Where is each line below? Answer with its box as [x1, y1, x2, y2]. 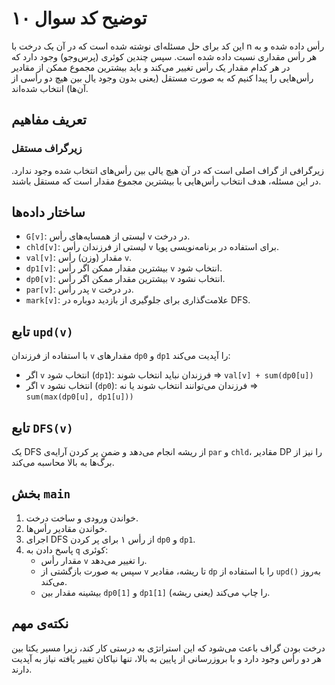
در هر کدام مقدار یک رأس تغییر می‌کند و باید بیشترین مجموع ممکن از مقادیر [11, 61, 291, 73]
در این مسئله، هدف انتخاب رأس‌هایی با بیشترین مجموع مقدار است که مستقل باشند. [11, 175, 322, 187]
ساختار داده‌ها [11, 204, 86, 221]
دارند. [11, 663, 33, 675]
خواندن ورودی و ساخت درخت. [25, 512, 139, 524]
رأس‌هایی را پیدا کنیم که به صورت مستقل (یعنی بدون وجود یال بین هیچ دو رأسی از [11, 72, 314, 84]
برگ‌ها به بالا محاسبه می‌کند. [11, 457, 115, 469]
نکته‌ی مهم [11, 615, 69, 632]
